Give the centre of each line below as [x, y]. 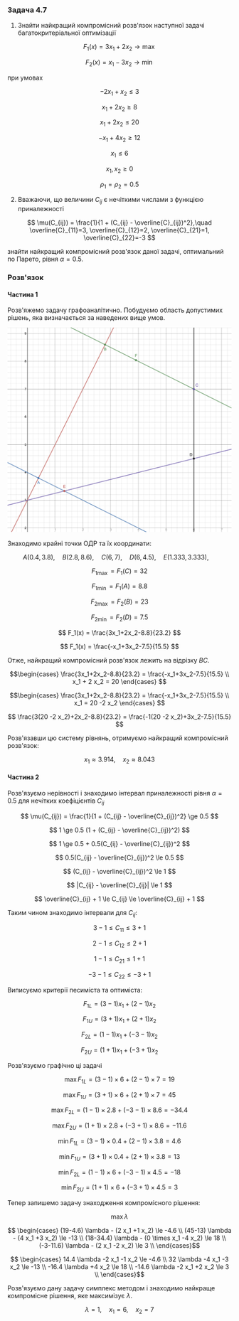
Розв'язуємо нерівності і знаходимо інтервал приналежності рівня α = [115, 793]
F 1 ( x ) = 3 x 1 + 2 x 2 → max [119, 48]
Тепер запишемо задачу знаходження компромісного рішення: [104, 1203]
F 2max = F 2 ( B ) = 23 [119, 602]
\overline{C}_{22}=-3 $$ [119, 238]
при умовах [25, 77]
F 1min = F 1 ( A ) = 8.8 [119, 587]
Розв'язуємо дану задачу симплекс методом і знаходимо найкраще [111, 1288]
